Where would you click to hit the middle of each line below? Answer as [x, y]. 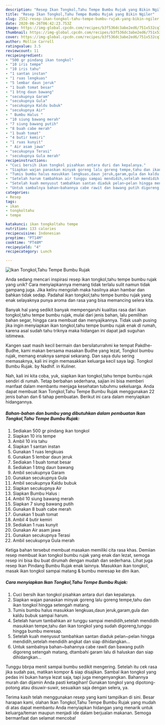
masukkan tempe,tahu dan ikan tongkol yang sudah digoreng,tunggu [82, 626]
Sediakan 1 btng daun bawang [43, 467]
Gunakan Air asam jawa [36, 530]
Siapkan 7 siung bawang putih [43, 504]
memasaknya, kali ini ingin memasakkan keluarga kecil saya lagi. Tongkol [79, 361]
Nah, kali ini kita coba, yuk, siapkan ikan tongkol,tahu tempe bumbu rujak [79, 376]
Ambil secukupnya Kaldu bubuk [45, 483]
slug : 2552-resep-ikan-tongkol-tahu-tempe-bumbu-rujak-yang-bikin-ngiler [82, 19]
